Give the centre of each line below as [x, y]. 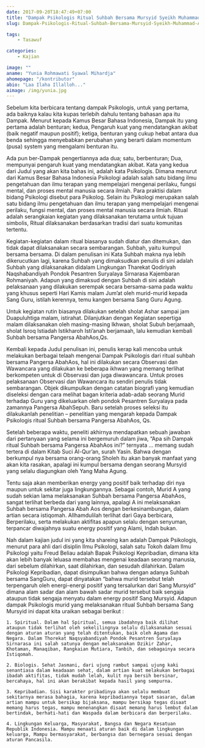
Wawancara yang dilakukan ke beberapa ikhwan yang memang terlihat [95, 369]
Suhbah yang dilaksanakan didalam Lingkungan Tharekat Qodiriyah [91, 267]
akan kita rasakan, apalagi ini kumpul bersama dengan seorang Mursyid [97, 465]
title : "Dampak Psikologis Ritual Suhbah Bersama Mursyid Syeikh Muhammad [103, 18]
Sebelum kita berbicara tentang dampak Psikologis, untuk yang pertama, [98, 108]
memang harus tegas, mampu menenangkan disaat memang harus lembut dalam [102, 708]
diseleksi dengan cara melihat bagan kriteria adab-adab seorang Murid [95, 394]
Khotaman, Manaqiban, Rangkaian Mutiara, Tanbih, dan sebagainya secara [101, 649]
